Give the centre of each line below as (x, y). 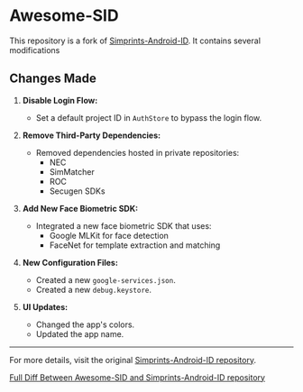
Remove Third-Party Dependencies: (91, 135)
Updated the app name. (80, 333)
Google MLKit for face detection (109, 235)
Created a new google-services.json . (106, 279)
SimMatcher (72, 171)
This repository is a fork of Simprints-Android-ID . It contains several (135, 41)
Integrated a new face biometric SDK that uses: (124, 225)
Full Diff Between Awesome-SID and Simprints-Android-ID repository (138, 377)
